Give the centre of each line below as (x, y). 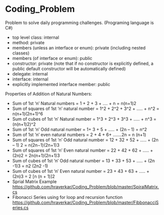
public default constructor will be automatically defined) (69, 68)
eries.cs (20, 208)
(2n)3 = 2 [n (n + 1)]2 (33, 176)
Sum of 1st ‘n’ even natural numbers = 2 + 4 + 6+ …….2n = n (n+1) (79, 134)
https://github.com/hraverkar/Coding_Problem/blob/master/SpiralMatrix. (85, 187)
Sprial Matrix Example (34, 181)
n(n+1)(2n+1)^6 (28, 113)
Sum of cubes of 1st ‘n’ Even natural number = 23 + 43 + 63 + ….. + (81, 171)
